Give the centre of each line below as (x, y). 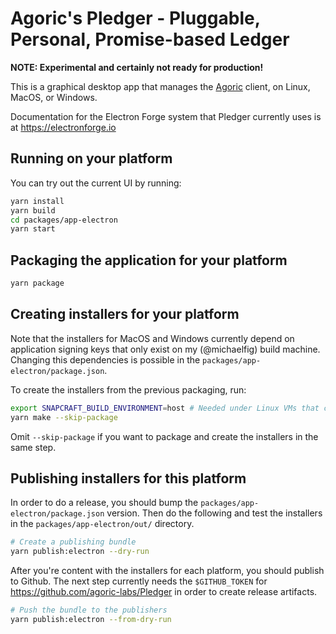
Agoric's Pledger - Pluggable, (135, 18)
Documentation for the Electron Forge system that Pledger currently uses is (166, 116)
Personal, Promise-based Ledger (150, 39)
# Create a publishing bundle (73, 542)
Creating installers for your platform (125, 314)
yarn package (37, 283)
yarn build (33, 210)
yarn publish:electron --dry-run (80, 552)
